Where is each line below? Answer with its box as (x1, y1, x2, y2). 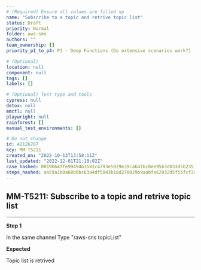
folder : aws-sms (6, 31, 47, 37)
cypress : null (6, 97, 42, 104)
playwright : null (6, 114, 50, 120)
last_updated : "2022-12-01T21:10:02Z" (6, 158, 103, 164)
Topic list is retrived (6, 257, 55, 264)
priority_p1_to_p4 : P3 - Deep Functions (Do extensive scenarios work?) (6, 48, 191, 54)
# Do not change (6, 136, 47, 142)
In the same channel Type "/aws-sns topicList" (6, 234, 121, 241)
